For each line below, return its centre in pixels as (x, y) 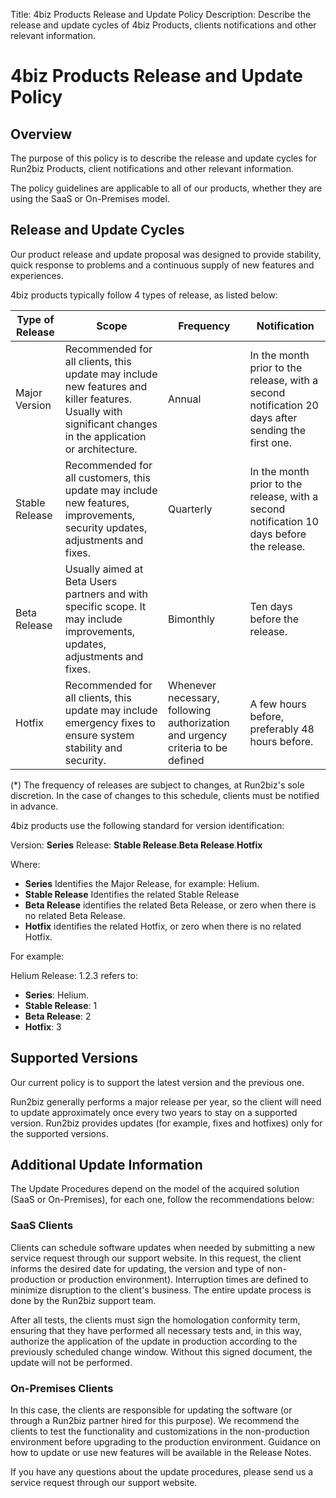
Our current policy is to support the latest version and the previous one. (157, 1082)
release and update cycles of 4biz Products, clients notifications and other (163, 25)
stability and (93, 747)
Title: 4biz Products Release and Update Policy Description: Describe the (161, 14)
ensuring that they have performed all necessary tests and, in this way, (156, 1330)
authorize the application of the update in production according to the (154, 1341)
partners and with (106, 594)
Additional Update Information (106, 1165)
